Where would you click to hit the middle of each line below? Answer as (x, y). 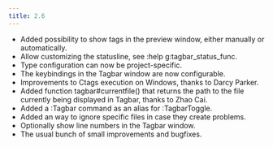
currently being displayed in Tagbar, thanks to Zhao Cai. (114, 99)
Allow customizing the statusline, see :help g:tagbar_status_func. (129, 56)
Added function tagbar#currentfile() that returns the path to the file (132, 91)
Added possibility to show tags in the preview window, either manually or (142, 39)
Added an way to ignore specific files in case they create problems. (133, 117)
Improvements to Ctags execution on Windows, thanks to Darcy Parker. (139, 82)
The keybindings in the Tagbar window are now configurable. (123, 73)
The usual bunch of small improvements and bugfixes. (111, 134)
